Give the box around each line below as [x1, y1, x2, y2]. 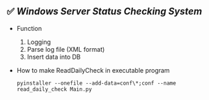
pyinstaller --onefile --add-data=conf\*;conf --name [16, 80, 176, 87]
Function [16, 24, 42, 32]
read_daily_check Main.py [16, 85, 92, 93]
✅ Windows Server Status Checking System [6, 6, 203, 17]
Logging [26, 38, 52, 46]
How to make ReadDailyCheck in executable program [16, 66, 170, 74]
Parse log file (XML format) [26, 45, 105, 53]
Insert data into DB [26, 52, 81, 61]
